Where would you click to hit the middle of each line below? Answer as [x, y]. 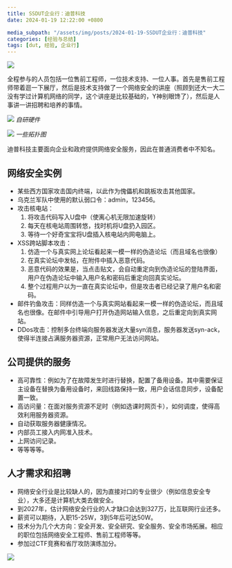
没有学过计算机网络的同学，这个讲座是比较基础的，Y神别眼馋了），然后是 [110, 96]
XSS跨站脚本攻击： [45, 242]
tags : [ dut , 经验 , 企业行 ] [43, 46]
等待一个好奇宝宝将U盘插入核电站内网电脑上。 [94, 234]
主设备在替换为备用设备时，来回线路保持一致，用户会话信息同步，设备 [117, 389]
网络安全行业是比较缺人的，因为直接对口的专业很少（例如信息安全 [111, 491]
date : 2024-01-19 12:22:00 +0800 [55, 20]
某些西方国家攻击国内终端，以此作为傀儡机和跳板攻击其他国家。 [108, 190]
